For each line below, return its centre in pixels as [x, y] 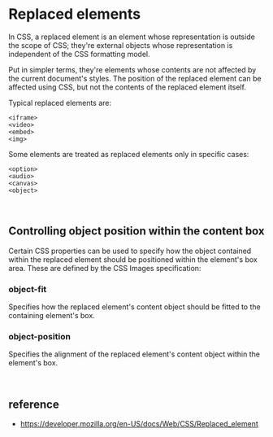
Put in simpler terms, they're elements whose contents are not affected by [132, 69]
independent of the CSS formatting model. [79, 54]
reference [34, 404]
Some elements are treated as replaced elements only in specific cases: [129, 154]
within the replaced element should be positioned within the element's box [133, 259]
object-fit [28, 289]
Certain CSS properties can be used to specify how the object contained [130, 251]
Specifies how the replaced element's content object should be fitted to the [135, 307]
